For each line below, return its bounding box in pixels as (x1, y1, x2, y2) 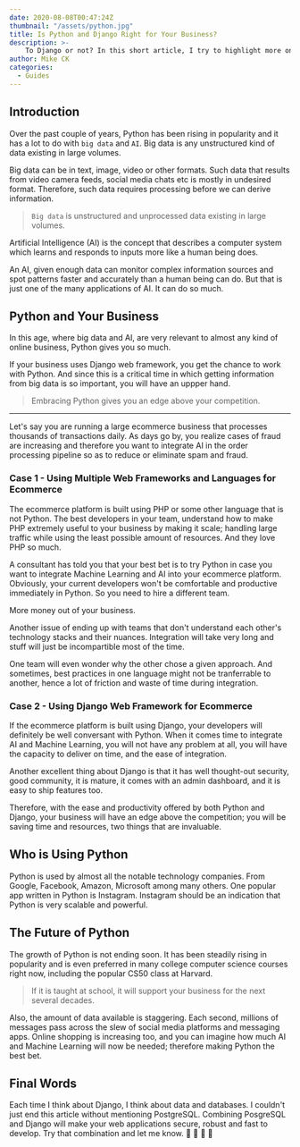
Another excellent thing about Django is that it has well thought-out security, (9, 765, 290, 776)
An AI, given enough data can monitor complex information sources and (9, 264, 274, 274)
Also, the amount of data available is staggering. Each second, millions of (9, 1012, 279, 1023)
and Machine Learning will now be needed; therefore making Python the (9, 1041, 275, 1051)
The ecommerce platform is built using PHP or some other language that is (9, 503, 284, 514)
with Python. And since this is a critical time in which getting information (9, 368, 275, 380)
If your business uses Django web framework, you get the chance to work (9, 359, 281, 370)
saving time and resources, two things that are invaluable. (9, 821, 221, 831)
